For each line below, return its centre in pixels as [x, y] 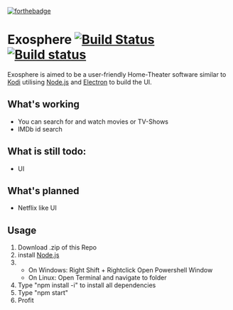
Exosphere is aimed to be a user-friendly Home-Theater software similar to [117, 74]
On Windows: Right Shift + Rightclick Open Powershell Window [120, 270]
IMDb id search [40, 129]
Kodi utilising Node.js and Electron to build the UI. [80, 82]
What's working [43, 104]
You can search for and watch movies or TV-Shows [93, 122]
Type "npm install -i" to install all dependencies [87, 285]
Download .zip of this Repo [57, 247]
